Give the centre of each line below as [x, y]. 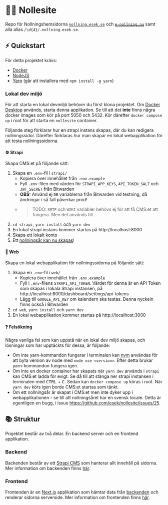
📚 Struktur [23, 419]
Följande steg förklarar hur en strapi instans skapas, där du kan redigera [79, 130]
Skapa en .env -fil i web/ [36, 273]
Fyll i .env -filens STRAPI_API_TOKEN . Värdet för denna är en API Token [90, 283]
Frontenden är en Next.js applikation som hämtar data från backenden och [82, 492]
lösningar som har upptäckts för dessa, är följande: [58, 345]
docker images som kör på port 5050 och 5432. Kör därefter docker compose [84, 115]
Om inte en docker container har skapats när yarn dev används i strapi [86, 371]
